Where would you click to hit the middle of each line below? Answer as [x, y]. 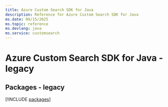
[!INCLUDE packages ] [28, 99]
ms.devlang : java [23, 29]
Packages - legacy [35, 87]
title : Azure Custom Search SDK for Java [49, 10]
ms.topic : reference [27, 24]
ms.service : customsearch [32, 33]
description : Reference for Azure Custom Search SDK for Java [72, 15]
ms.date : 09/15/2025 [27, 19]
